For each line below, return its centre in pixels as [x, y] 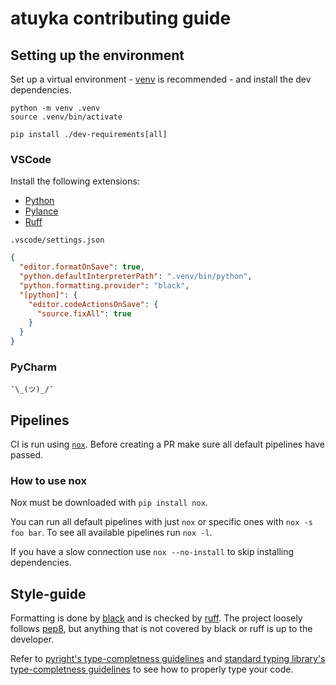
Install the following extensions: [75, 181]
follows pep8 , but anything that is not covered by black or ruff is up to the [161, 629]
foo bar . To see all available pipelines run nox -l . [111, 533]
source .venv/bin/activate [66, 117]
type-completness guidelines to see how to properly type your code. [152, 669]
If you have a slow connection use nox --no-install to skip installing [152, 552]
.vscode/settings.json [57, 240]
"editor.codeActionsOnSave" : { [93, 304]
